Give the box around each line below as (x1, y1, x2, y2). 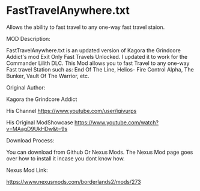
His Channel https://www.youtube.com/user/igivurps (6, 107, 137, 114)
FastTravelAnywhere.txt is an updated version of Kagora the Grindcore (6, 46, 181, 54)
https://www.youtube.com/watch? (74, 118, 159, 126)
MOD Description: (6, 35, 51, 42)
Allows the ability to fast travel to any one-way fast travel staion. (6, 23, 165, 31)
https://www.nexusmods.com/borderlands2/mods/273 (6, 178, 141, 185)
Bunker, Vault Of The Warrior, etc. (6, 72, 89, 79)
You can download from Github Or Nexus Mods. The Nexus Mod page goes (6, 148, 193, 156)
